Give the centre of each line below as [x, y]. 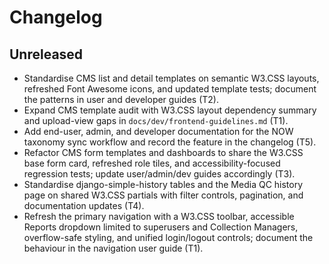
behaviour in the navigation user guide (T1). [113, 248]
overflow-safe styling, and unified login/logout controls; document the [168, 237]
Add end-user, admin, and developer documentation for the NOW [158, 131]
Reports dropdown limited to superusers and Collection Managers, [161, 227]
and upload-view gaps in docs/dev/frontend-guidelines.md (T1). [156, 120]
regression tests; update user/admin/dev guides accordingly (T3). [159, 174]
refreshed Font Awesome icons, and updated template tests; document [170, 89]
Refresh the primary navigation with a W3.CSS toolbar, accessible [159, 216]
